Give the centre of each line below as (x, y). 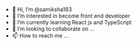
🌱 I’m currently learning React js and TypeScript (72, 22)
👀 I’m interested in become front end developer (71, 16)
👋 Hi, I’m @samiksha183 (42, 9)
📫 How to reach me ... (40, 36)
